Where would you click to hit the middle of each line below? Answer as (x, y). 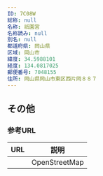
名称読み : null (27, 33)
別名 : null (22, 40)
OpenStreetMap (57, 163)
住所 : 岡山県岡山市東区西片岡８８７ (52, 79)
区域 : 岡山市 (23, 53)
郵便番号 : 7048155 (32, 72)
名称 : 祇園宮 (23, 27)
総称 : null (22, 20)
